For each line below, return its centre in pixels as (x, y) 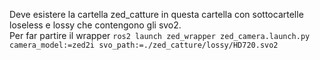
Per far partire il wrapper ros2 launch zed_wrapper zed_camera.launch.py (160, 35)
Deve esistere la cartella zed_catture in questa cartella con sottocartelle (156, 14)
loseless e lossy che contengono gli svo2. (95, 25)
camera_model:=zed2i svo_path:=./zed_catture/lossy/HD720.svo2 (144, 45)
